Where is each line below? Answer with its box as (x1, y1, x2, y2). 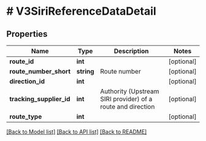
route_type (9, 112, 42, 121)
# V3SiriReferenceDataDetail (6, 4, 156, 18)
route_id (9, 57, 34, 66)
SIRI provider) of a (100, 95, 153, 103)
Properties (6, 29, 48, 39)
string (76, 67, 94, 75)
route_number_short (9, 67, 71, 75)
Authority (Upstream (100, 87, 159, 96)
